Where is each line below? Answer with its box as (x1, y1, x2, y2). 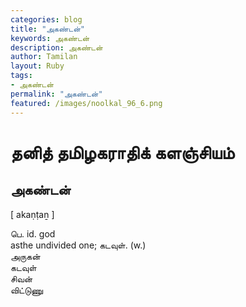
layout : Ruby (10, 61, 65, 71)
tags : (10, 71, 33, 81)
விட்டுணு (10, 284, 44, 296)
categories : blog (10, 14, 83, 25)
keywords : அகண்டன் (10, 33, 90, 43)
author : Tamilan (10, 52, 78, 62)
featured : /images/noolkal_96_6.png (10, 98, 163, 108)
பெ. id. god (10, 227, 56, 240)
